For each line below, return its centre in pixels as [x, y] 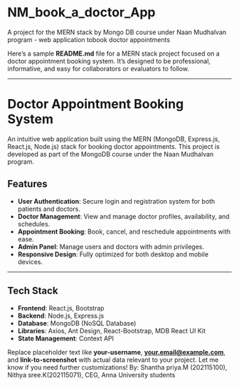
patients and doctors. [49, 209]
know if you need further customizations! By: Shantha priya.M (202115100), [117, 367]
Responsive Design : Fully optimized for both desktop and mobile [113, 254]
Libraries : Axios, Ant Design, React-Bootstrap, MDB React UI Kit [112, 330]
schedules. [34, 224]
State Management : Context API [66, 338]
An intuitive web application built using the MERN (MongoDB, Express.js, [114, 139]
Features [27, 184]
